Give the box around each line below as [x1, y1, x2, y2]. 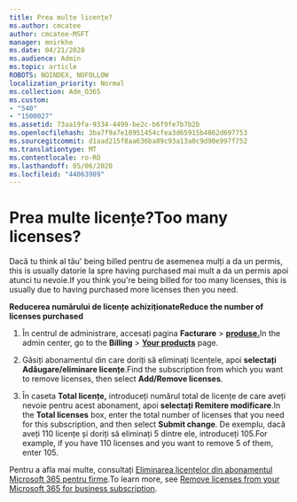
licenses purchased [9, 311, 84, 322]
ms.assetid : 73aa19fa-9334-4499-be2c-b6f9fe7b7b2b [9, 121, 200, 129]
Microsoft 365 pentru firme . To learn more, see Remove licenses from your [9, 474, 280, 484]
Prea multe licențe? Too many [9, 208, 229, 228]
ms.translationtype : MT [9, 145, 98, 153]
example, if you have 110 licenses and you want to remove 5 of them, [21, 438, 274, 449]
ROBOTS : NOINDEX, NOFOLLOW [9, 71, 109, 80]
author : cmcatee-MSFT [9, 29, 90, 38]
